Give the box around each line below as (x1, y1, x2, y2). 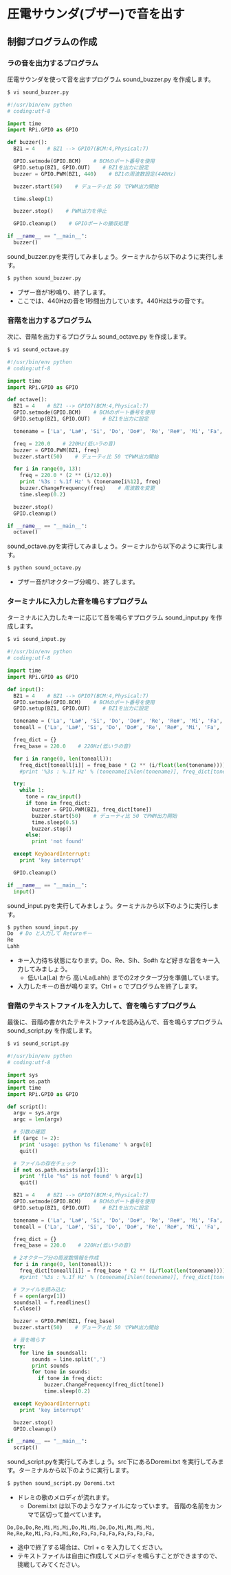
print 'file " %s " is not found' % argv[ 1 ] (19, 1173, 143, 1180)
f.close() (13, 1305, 41, 1312)
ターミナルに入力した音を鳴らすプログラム (7, 597, 148, 606)
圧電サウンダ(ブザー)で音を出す (7, 6, 186, 22)
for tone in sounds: (32, 1368, 91, 1375)
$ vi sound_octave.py (7, 346, 69, 353)
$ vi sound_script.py (7, 1040, 69, 1047)
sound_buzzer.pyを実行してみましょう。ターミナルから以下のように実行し (7, 252, 218, 260)
